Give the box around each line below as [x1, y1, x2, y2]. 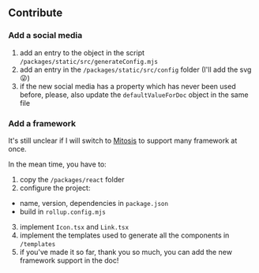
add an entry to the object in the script [19, 47, 145, 58]
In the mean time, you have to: [8, 159, 107, 169]
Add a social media [8, 30, 83, 41]
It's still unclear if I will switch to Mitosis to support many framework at [8, 136, 238, 145]
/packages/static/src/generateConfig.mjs [19, 58, 158, 65]
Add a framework [8, 118, 77, 129]
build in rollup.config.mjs [19, 207, 107, 216]
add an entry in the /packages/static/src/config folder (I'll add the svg [19, 65, 252, 74]
